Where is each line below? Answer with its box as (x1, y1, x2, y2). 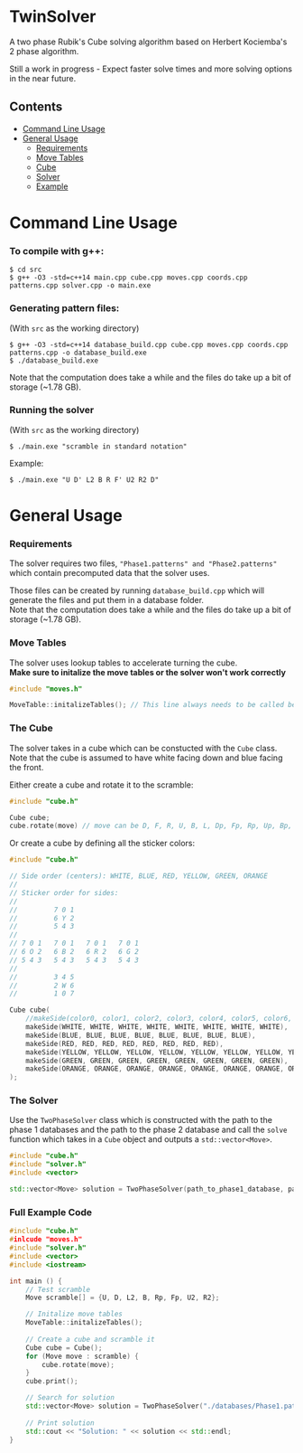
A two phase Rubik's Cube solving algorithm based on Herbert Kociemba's (9, 36, 288, 47)
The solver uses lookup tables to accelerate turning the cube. (9, 657, 238, 668)
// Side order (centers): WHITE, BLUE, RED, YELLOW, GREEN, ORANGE (9, 872, 269, 881)
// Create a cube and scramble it (25, 1335, 155, 1344)
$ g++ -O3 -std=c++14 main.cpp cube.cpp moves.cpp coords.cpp (9, 273, 248, 282)
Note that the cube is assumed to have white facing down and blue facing (9, 752, 283, 763)
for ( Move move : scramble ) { (25, 1352, 140, 1361)
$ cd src (9, 265, 42, 275)
